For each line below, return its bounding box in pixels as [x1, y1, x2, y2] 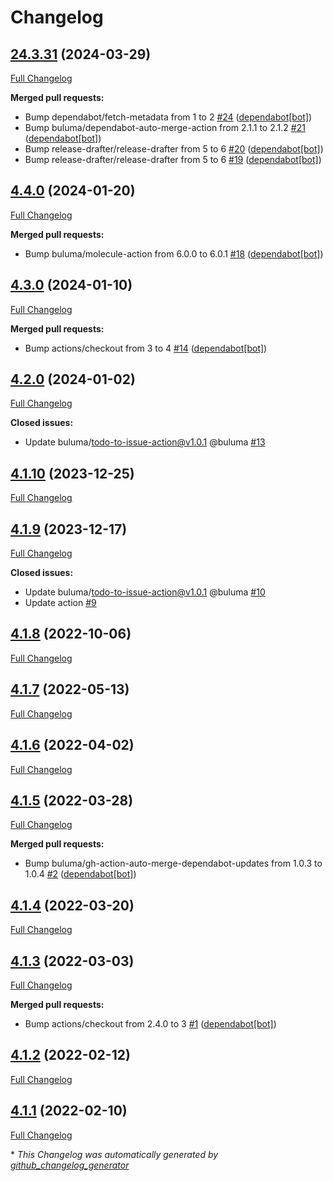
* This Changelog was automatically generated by [10, 1148, 219, 1160]
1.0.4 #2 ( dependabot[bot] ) [24, 868, 137, 880]
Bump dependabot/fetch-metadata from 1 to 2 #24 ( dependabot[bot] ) [24, 111, 313, 123]
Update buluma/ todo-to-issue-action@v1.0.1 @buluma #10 [24, 586, 266, 598]
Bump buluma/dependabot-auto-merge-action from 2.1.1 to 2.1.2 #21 [24, 122, 306, 133]
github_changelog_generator [10, 1159, 130, 1171]
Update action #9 [24, 597, 97, 609]
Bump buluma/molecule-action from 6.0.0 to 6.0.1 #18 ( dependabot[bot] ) [24, 247, 324, 260]
